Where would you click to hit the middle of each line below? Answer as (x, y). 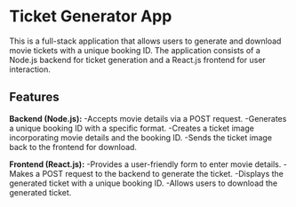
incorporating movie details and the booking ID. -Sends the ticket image (141, 137)
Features (34, 97)
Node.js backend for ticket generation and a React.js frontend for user (138, 60)
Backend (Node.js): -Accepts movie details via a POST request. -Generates (148, 118)
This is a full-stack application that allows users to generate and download (145, 41)
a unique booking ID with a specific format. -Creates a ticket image (132, 128)
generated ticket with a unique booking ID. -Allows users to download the (144, 183)
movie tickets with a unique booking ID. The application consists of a (135, 50)
